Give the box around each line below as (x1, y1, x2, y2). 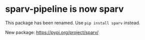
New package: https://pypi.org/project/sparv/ (5, 29, 99, 35)
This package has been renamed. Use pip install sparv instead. (5, 20, 140, 26)
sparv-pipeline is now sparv (5, 3, 124, 15)
